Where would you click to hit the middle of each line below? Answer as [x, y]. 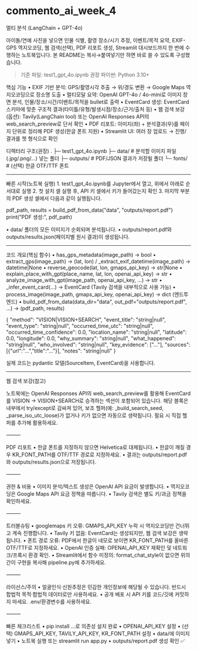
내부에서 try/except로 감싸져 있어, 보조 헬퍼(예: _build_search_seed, [85, 408]
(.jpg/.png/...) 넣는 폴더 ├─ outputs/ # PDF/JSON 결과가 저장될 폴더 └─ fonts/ [97, 158]
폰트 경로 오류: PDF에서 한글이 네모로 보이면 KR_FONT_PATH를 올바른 [108, 540]
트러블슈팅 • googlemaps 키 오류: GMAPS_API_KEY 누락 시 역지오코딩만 [90, 526]
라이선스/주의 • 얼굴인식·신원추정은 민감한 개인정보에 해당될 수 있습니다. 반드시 [96, 587]
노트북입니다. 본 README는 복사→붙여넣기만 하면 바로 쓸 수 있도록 [98, 55]
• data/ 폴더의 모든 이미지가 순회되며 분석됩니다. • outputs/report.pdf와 [89, 229]
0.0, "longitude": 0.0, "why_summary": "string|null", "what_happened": [91, 338]
